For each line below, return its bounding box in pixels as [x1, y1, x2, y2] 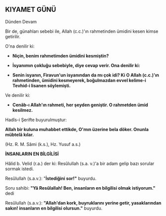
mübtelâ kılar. [5, 132, 34, 138]
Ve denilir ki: [5, 92, 31, 98]
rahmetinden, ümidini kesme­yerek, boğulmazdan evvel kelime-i [12, 77, 146, 83]
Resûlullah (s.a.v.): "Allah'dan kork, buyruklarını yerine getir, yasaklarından [5, 200, 162, 206]
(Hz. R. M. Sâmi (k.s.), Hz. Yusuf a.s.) [5, 141, 81, 147]
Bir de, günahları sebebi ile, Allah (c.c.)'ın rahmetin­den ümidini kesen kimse [5, 28, 159, 34]
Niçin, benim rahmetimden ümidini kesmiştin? [12, 53, 109, 59]
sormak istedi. [5, 165, 34, 172]
